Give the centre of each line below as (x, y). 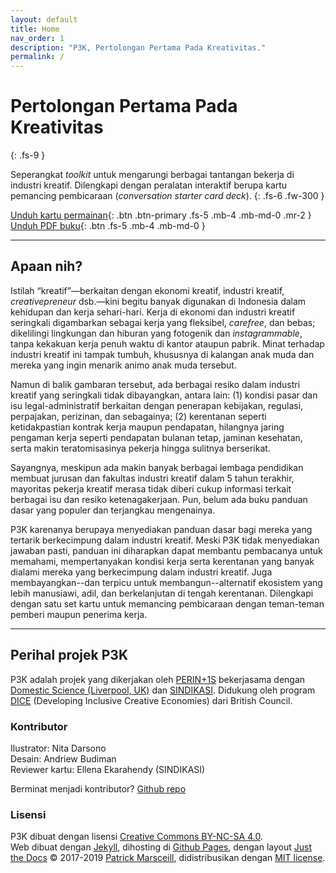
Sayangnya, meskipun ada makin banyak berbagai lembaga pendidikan (157, 467)
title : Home (35, 29)
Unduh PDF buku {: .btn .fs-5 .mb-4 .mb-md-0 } (108, 226)
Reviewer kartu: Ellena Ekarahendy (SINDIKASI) (108, 769)
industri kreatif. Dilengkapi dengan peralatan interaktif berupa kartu (149, 185)
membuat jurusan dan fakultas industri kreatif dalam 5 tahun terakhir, (152, 478)
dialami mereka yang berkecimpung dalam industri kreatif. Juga (141, 572)
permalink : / (37, 57)
